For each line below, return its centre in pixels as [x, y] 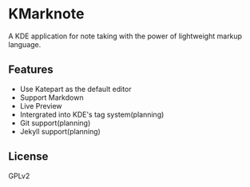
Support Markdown [52, 97]
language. [25, 44]
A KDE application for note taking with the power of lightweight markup [125, 36]
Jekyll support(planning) [60, 131]
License [28, 157]
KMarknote [46, 14]
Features [31, 70]
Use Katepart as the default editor [75, 89]
